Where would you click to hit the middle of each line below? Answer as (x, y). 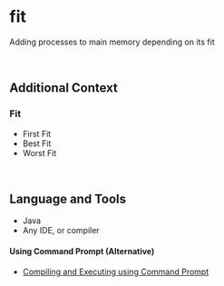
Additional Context (63, 88)
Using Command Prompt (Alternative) (82, 251)
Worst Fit (39, 153)
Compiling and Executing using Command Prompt (116, 271)
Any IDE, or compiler (61, 231)
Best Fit (37, 143)
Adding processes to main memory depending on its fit (112, 42)
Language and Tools (68, 199)
